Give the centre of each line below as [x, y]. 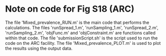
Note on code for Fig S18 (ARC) [70, 9]
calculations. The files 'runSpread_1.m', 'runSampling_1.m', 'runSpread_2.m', [82, 27]
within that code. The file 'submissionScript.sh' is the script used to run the [82, 38]
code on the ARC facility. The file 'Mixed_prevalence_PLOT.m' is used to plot [83, 43]
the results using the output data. [39, 48]
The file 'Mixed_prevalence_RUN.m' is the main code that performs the [77, 22]
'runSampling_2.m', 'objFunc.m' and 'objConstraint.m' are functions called [80, 33]
